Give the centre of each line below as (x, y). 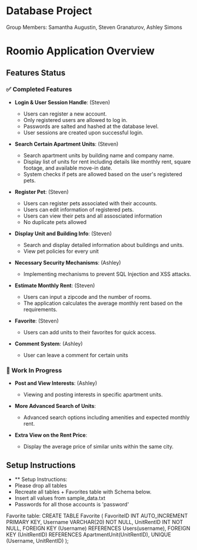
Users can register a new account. (65, 114)
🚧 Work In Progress (34, 370)
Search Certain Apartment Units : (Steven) (66, 144)
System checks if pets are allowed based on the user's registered (103, 174)
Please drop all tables (41, 485)
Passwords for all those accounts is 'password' (72, 504)
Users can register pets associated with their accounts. (90, 203)
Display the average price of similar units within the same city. (98, 447)
